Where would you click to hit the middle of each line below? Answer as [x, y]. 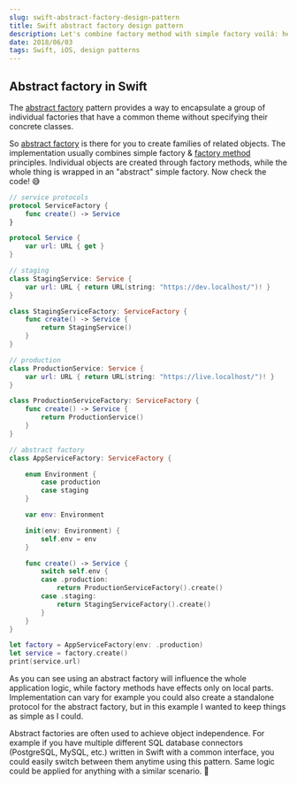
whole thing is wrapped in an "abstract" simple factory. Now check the [138, 171]
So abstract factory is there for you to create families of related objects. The [147, 144]
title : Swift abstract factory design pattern [96, 26]
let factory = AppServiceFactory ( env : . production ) [106, 645]
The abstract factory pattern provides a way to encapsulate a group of [137, 107]
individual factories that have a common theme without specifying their [138, 117]
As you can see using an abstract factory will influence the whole [128, 679]
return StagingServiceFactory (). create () [134, 604]
